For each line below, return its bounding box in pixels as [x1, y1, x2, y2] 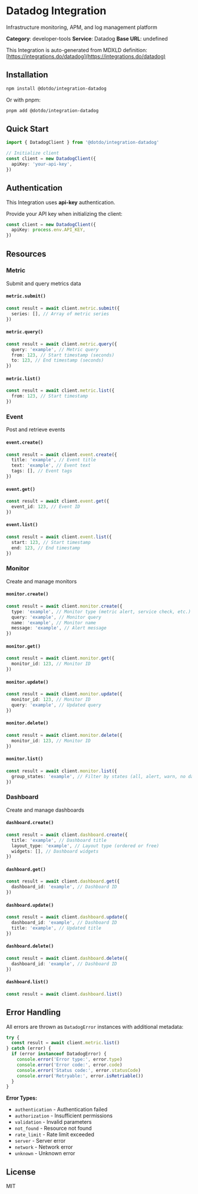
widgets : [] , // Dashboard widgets [11, 848, 99, 854]
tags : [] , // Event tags [11, 468, 72, 474]
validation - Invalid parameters [14, 1118, 92, 1126]
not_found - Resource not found [14, 1125, 93, 1132]
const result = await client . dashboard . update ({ [6, 914, 128, 920]
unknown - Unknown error [14, 1150, 75, 1157]
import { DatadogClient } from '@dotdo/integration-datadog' [6, 140, 160, 146]
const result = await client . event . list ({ [6, 534, 112, 540]
